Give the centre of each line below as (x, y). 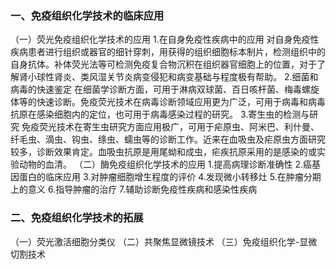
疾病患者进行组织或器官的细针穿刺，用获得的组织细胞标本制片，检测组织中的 (168, 52)
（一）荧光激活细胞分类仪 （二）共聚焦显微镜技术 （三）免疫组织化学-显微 (164, 241)
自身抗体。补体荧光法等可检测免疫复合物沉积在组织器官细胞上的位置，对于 (163, 64)
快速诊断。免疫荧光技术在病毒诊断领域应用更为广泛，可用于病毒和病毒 (181, 102)
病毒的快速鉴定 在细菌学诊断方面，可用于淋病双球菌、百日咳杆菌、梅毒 (156, 89)
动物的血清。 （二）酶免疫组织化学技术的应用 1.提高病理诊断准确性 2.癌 (165, 164)
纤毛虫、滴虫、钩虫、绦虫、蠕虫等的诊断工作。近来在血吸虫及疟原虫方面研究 (168, 139)
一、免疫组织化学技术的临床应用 (87, 15)
